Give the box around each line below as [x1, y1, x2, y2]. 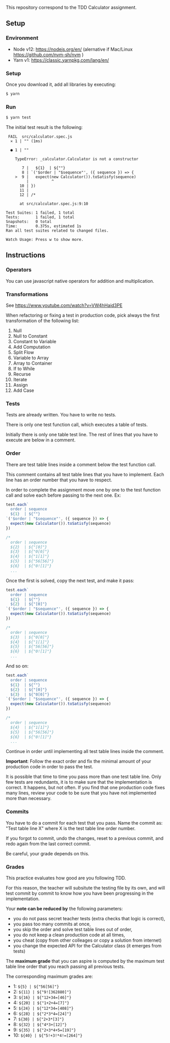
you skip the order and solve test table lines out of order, [13, 926, 132, 933]
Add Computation [13, 344, 51, 350]
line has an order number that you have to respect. [6, 477, 112, 483]
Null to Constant [13, 333, 47, 339]
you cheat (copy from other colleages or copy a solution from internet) [13, 937, 162, 943]
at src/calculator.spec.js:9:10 [19, 202, 88, 207]
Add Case [13, 387, 35, 393]
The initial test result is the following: [6, 124, 83, 130]
